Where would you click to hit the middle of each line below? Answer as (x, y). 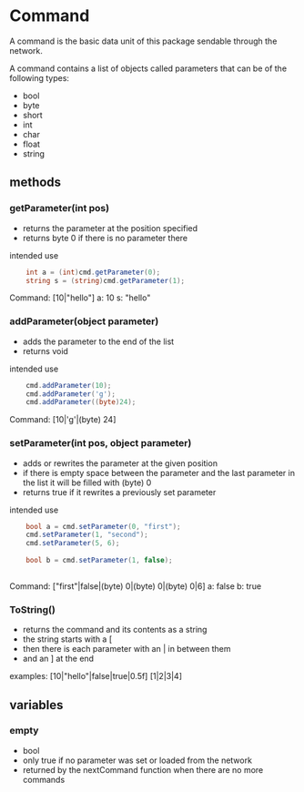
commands (44, 779)
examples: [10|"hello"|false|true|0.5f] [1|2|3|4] (96, 676)
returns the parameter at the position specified (110, 228)
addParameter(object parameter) (84, 321)
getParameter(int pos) (60, 208)
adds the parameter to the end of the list (98, 341)
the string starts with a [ (67, 639)
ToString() (33, 609)
